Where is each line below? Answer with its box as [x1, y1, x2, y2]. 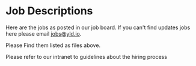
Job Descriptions [5, 4, 93, 18]
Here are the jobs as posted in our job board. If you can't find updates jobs [5, 24, 191, 31]
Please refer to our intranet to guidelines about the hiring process [5, 53, 168, 60]
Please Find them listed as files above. [5, 42, 100, 49]
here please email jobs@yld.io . [5, 30, 82, 37]
